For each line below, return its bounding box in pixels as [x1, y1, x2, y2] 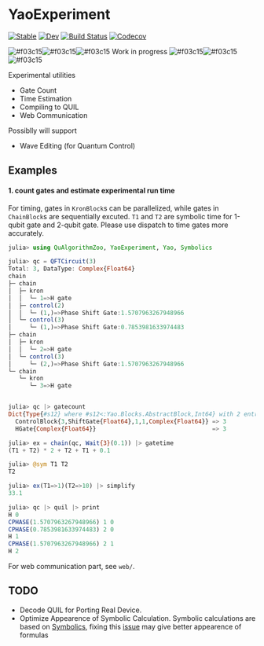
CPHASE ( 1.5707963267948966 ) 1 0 [8, 518, 114, 526]
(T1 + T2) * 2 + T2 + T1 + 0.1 [8, 446, 111, 454]
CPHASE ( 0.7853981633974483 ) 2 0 [8, 525, 114, 534]
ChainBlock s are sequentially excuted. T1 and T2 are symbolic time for [8, 211, 233, 221]
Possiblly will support [8, 126, 77, 135]
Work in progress [112, 46, 167, 56]
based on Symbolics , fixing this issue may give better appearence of [19, 622, 242, 631]
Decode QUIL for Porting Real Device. [19, 605, 142, 615]
